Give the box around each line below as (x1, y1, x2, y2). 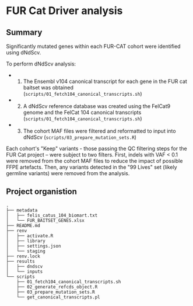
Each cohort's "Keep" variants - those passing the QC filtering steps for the (6, 145, 188, 152)
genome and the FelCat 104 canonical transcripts (23, 109, 142, 116)
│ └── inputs (6, 269, 43, 274)
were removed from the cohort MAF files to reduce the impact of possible (6, 158, 183, 164)
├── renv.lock (6, 253, 41, 259)
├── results (6, 258, 35, 264)
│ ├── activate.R (6, 232, 54, 239)
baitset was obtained (23, 84, 74, 91)
